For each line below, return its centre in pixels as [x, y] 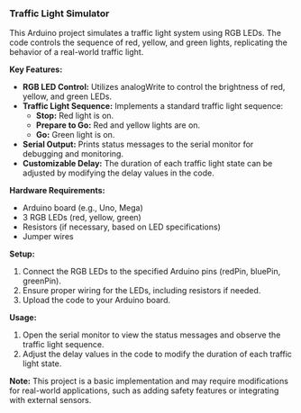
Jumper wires [48, 237]
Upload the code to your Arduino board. [96, 301]
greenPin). [41, 281]
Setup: [22, 254]
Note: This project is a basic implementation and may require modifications [149, 382]
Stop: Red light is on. [75, 116]
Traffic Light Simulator [59, 13]
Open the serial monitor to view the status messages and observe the [151, 335]
